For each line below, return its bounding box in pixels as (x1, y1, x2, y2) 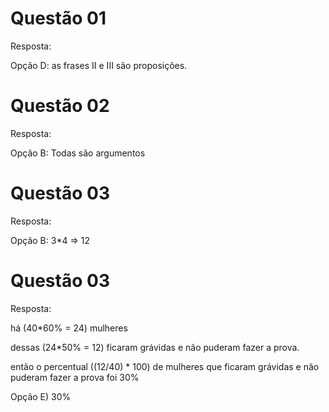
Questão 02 (10, 95, 110, 117)
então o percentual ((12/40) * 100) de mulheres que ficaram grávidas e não (10, 360, 320, 372)
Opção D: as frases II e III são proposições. (10, 59, 188, 71)
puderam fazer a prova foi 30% (10, 371, 140, 383)
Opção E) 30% (10, 390, 72, 402)
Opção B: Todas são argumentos (10, 147, 146, 159)
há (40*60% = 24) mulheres (10, 322, 128, 334)
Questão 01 (10, 7, 107, 30)
